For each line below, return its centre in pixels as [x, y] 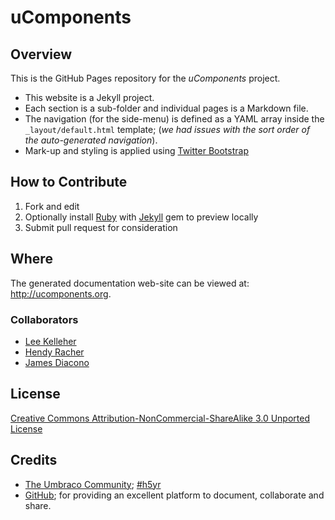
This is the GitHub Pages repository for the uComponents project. [145, 78]
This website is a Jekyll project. [89, 97]
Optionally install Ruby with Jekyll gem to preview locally [141, 217]
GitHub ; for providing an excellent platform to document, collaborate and [174, 495]
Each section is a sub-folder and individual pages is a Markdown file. [166, 108]
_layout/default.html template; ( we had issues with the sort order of [167, 129]
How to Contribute [69, 182]
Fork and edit [52, 206]
